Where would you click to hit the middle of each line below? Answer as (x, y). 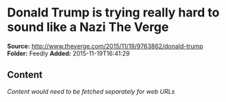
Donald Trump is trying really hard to (113, 13)
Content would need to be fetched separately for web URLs (91, 91)
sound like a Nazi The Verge (88, 27)
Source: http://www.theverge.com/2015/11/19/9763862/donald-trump (105, 46)
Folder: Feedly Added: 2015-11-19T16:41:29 (68, 53)
